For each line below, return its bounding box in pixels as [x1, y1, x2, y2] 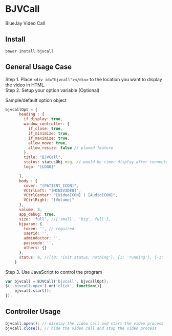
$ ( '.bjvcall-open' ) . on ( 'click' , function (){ [5, 284, 102, 289]
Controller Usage [5, 307, 61, 316]
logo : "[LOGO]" [24, 164, 56, 170]
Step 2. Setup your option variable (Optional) [5, 87, 100, 93]
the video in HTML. [5, 82, 46, 88]
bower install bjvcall [5, 48, 54, 54]
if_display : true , [24, 117, 63, 122]
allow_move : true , [28, 140, 68, 145]
